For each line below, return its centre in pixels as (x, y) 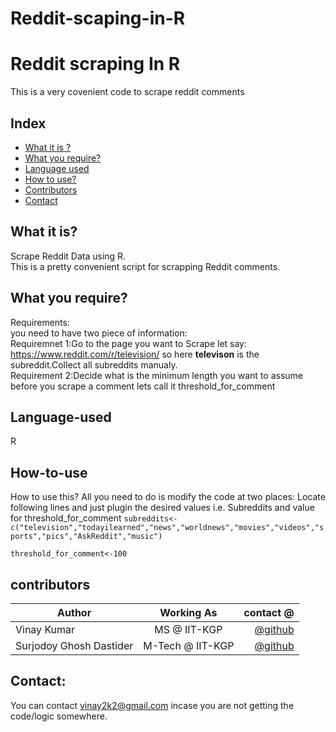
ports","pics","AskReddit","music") (86, 537)
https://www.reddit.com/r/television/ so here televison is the (135, 354)
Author (74, 612)
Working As (188, 612)
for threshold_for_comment (66, 518)
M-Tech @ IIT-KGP (189, 645)
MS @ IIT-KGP (188, 629)
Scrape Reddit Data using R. (68, 256)
